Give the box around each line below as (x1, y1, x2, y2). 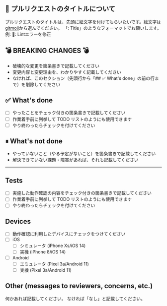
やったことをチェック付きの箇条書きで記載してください (12, 110, 126, 116)
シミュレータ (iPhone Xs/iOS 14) (19, 243, 86, 249)
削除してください (25, 81, 61, 87)
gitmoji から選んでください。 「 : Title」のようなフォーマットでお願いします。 (5, 25, 162, 31)
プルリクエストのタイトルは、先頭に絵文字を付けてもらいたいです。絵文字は (5, 19, 162, 25)
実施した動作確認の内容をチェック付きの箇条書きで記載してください (12, 190, 152, 196)
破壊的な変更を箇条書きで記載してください (12, 62, 99, 68)
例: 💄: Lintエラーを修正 (5, 31, 51, 37)
